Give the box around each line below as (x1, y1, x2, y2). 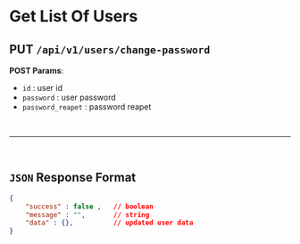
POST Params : (9, 65, 64, 76)
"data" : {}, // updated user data (25, 218, 194, 228)
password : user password (21, 92, 116, 102)
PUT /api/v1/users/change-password (9, 42, 211, 57)
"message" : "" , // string (25, 210, 150, 219)
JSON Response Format (9, 170, 137, 185)
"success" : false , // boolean (25, 202, 154, 211)
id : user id (21, 83, 63, 93)
